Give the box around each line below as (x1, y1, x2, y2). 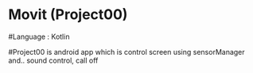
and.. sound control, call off (8, 56, 99, 65)
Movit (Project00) (8, 6, 128, 24)
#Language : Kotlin (8, 32, 70, 41)
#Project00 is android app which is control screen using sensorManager (8, 47, 245, 56)
